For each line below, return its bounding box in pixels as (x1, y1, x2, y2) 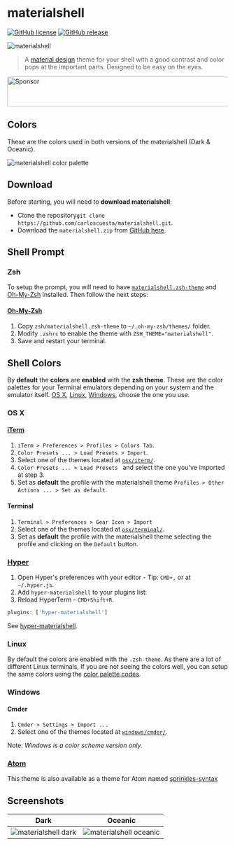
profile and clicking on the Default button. (17, 539, 138, 548)
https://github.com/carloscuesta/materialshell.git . (17, 219, 173, 227)
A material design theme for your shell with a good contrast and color (24, 55, 225, 64)
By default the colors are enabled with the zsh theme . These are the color (7, 376, 224, 384)
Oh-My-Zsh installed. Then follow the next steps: (7, 291, 149, 299)
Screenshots (7, 795, 64, 807)
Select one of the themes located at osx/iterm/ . (17, 456, 155, 464)
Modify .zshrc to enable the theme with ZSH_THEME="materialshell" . (17, 329, 213, 338)
